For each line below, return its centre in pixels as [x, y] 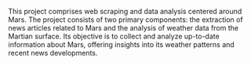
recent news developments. [53, 53]
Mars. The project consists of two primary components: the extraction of [125, 20]
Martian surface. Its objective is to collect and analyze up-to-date [114, 36]
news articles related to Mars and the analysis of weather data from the [124, 28]
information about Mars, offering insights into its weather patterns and [122, 45]
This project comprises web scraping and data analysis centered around [125, 11]
